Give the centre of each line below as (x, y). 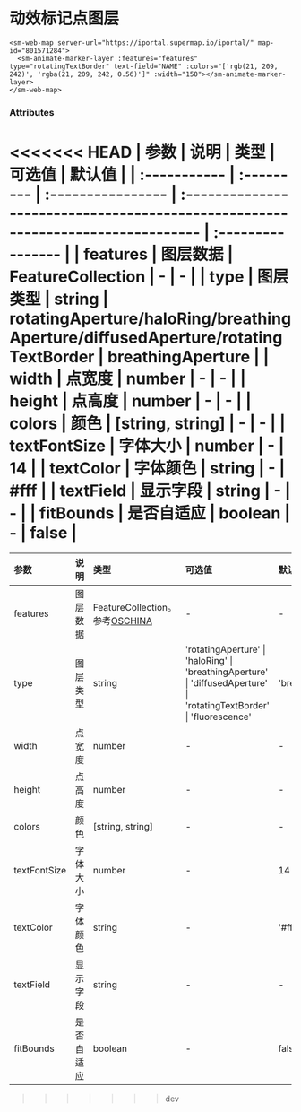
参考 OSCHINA (122, 621)
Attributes (32, 112)
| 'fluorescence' (218, 717)
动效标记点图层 (64, 18)
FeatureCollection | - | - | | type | (131, 277)
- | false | (43, 533)
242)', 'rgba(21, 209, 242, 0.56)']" (80, 74)
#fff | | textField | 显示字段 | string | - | (150, 491)
